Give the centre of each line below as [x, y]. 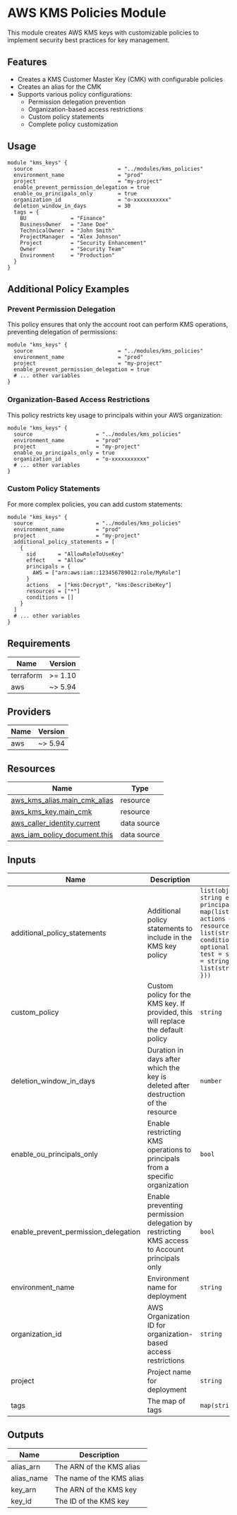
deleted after [169, 1085]
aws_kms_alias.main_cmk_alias [62, 801]
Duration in [165, 1050]
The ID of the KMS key [92, 1501]
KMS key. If [166, 1004]
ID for [156, 1325]
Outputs [26, 1435]
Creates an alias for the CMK [59, 87]
